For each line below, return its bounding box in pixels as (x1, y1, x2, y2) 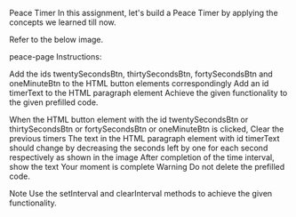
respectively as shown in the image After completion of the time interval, (9, 152, 275, 163)
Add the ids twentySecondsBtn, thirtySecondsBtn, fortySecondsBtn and (9, 68, 273, 79)
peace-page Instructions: (9, 52, 102, 61)
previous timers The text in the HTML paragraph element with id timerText (9, 133, 280, 143)
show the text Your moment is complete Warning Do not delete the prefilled (9, 162, 285, 172)
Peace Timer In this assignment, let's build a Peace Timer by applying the (9, 8, 278, 18)
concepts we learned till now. (9, 17, 117, 28)
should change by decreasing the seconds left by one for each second (9, 142, 268, 153)
